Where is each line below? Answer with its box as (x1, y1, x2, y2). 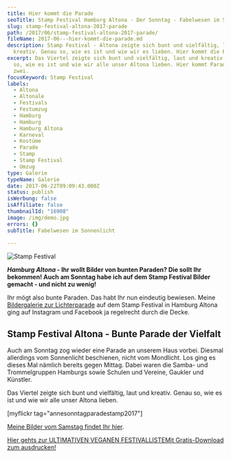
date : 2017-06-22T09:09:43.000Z (7, 183, 100, 190)
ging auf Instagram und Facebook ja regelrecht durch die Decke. (7, 308, 190, 317)
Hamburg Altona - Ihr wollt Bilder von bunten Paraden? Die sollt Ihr (7, 266, 201, 274)
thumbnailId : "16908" (7, 208, 69, 215)
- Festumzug (13, 106, 48, 113)
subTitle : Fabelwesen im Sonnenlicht (7, 227, 115, 234)
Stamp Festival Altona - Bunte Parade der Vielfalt (7, 328, 221, 340)
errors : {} (7, 220, 38, 227)
